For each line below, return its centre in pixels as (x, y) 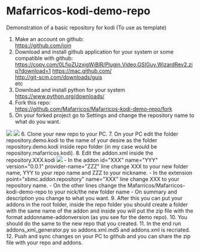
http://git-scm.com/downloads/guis (59, 77)
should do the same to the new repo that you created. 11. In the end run (93, 223)
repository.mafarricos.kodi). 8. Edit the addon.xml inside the (80, 153)
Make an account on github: (49, 39)
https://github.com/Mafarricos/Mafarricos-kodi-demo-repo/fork (93, 109)
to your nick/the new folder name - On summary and (113, 192)
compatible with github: (44, 58)
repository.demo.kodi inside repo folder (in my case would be (81, 146)
